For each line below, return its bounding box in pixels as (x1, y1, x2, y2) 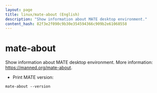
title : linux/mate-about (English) (5, 12, 80, 17)
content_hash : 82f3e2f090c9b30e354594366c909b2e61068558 (5, 21, 127, 26)
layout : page (5, 7, 33, 12)
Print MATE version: (12, 74, 54, 80)
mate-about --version (5, 84, 51, 89)
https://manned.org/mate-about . (5, 64, 72, 70)
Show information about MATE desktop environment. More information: (5, 59, 153, 65)
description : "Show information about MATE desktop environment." (5, 16, 147, 21)
